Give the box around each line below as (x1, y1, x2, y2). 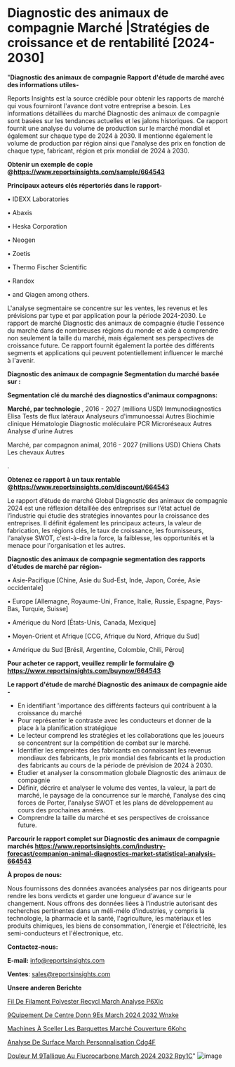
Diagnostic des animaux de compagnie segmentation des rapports (7, 554, 206, 563)
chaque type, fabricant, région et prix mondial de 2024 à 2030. (7, 146, 189, 155)
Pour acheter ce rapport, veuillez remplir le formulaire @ (7, 659, 175, 667)
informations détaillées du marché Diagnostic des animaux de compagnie (7, 109, 220, 117)
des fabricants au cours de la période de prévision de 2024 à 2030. (17, 761, 213, 769)
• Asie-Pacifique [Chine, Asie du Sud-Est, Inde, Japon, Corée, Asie (7, 575, 201, 584)
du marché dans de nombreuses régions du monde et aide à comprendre (7, 326, 219, 335)
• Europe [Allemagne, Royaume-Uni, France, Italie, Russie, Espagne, (7, 596, 205, 606)
